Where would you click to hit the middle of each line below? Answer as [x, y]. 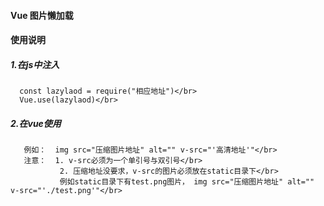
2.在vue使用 [36, 123]
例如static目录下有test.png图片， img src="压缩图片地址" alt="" [187, 182]
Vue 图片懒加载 [42, 15]
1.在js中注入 [35, 64]
